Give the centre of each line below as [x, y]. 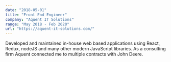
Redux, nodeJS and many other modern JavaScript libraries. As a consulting [86, 49]
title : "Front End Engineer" [36, 15]
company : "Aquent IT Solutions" [40, 19]
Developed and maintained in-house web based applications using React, [83, 43]
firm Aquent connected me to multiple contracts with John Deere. [74, 54]
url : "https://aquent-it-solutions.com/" [50, 29]
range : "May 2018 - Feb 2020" [38, 24]
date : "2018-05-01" [26, 10]
